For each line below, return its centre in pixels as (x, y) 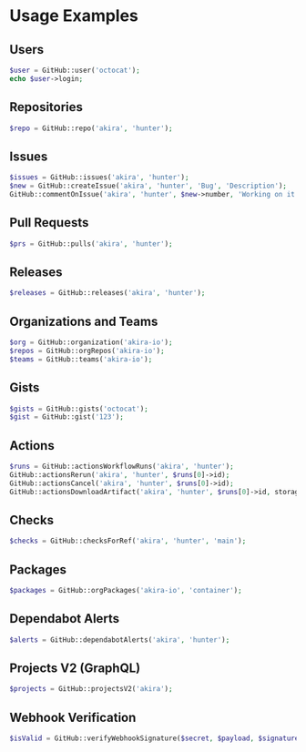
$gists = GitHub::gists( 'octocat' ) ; (79, 409)
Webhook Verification (73, 717)
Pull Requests (49, 223)
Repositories (46, 107)
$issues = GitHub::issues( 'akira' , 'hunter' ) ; (99, 178)
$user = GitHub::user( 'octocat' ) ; (75, 70)
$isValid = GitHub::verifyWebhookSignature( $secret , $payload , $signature (154, 738)
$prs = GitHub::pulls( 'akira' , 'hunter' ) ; (91, 244)
